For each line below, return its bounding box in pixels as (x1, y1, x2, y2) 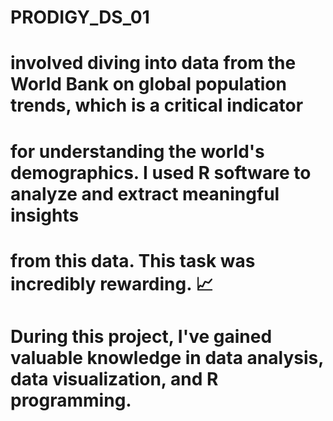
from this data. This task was (10, 249, 256, 272)
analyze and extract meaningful (10, 182, 280, 205)
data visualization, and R (10, 367, 219, 390)
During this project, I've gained (10, 325, 273, 348)
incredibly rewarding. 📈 (10, 272, 214, 295)
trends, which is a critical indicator (10, 94, 304, 117)
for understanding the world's (10, 140, 265, 163)
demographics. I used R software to (10, 161, 312, 184)
